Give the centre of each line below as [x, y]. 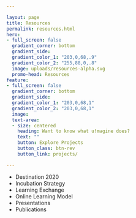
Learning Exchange [40, 190]
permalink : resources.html [41, 29]
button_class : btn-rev [46, 148]
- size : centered [34, 126]
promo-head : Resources [41, 74]
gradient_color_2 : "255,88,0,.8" [55, 63]
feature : [17, 80]
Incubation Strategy [40, 183]
